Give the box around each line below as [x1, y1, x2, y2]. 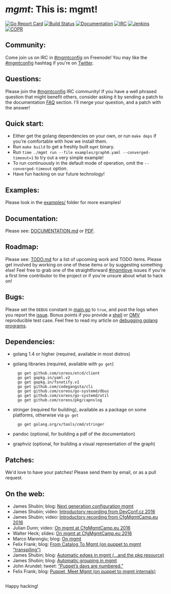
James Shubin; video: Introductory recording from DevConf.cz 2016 [12, 509, 156, 515]
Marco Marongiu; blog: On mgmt [12, 536, 82, 542]
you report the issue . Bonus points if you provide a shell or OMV [5, 312, 140, 318]
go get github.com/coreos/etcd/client [17, 371, 100, 376]
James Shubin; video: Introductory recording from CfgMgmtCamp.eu [12, 514, 158, 520]
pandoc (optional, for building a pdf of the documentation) [12, 431, 135, 437]
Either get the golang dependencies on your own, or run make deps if [12, 133, 157, 139]
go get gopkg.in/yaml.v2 [17, 375, 70, 381]
